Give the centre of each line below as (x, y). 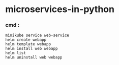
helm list (16, 53)
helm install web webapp (32, 49)
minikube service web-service (37, 36)
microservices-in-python (60, 9)
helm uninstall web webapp (34, 57)
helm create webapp (26, 40)
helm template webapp (28, 44)
